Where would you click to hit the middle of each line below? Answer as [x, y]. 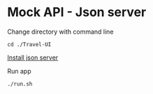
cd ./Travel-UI [29, 44]
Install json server [33, 58]
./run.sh [20, 84]
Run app [19, 71]
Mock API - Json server [77, 12]
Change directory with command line [60, 32]
